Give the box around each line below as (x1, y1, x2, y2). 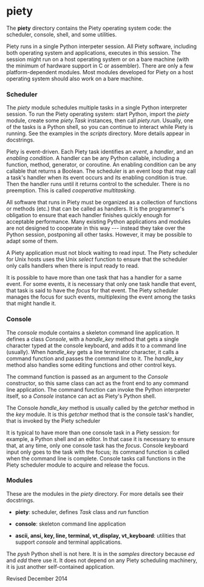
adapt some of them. (6, 237, 59, 245)
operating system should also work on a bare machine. (6, 75, 144, 82)
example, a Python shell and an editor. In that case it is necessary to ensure (6, 435, 195, 442)
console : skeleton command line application (15, 520, 126, 527)
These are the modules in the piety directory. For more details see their (6, 490, 184, 497)
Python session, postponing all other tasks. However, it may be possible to (6, 231, 192, 238)
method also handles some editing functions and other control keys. (6, 361, 177, 369)
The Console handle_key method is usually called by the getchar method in (6, 404, 195, 411)
